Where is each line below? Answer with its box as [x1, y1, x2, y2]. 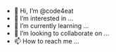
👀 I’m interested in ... [13, 14, 74, 22]
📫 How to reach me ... [13, 37, 79, 45]
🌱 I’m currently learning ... [13, 22, 89, 30]
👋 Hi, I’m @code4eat [13, 7, 74, 15]
